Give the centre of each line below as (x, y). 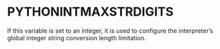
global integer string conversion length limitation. (77, 37)
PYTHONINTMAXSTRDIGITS (90, 12)
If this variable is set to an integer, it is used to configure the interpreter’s (110, 31)
